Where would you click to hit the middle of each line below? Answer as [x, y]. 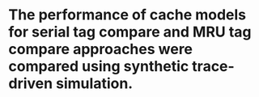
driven [31, 84]
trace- [213, 67]
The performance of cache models [127, 15]
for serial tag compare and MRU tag [130, 32]
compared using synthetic [99, 67]
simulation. [94, 84]
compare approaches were [100, 49]
